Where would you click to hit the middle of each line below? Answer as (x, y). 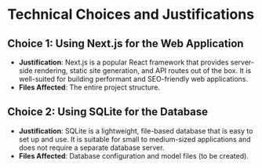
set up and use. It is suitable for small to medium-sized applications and (135, 139)
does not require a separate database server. (91, 148)
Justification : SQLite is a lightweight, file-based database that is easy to (136, 130)
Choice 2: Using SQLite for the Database (108, 112)
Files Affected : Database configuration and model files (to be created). (133, 155)
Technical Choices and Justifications (131, 15)
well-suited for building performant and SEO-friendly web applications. (133, 79)
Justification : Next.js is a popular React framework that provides (124, 62)
